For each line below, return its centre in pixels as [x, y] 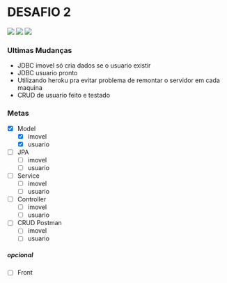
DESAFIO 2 [39, 12]
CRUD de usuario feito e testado [63, 95]
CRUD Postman [40, 223]
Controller [32, 199]
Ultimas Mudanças [40, 50]
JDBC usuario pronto [47, 73]
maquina [30, 88]
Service [28, 176]
